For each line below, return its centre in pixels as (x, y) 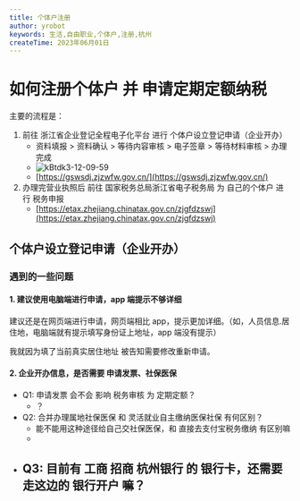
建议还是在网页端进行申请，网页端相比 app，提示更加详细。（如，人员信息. (146, 321)
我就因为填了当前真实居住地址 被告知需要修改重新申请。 (112, 351)
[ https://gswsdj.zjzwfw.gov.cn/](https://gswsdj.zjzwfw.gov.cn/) (152, 177)
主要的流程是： (37, 116)
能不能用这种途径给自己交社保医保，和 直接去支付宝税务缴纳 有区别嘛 (163, 428)
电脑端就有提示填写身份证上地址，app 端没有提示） (127, 332)
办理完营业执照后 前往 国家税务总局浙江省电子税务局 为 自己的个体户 (148, 188)
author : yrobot (37, 26)
